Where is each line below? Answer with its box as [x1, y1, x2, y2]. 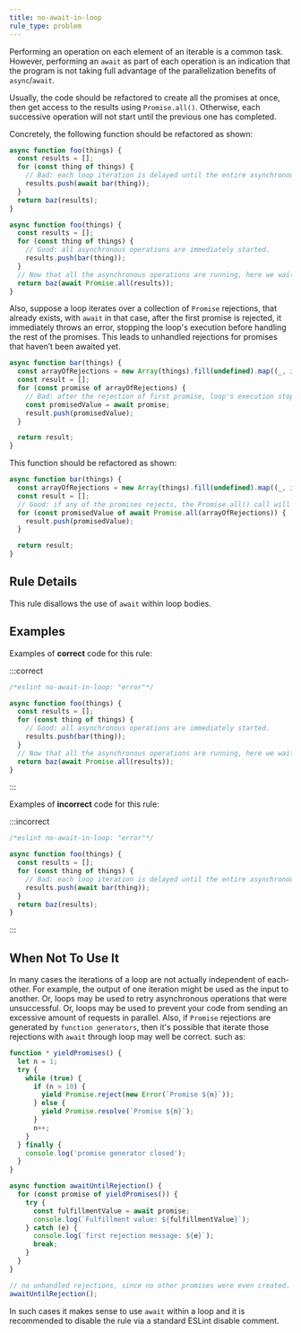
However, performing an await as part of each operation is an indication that [9, 56, 291, 66]
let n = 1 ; [17, 1057, 58, 1066]
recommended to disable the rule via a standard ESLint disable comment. [9, 1315, 279, 1326]
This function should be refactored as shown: [9, 458, 177, 469]
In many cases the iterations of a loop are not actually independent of [9, 974, 266, 985]
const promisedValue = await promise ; [25, 400, 170, 409]
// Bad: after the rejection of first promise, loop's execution [25, 392, 275, 401]
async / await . [9, 74, 56, 85]
